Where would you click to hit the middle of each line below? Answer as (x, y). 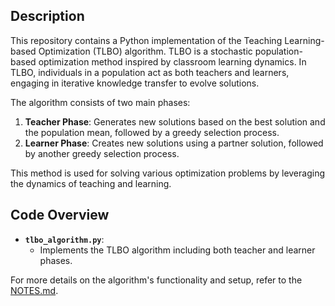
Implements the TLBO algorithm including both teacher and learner (177, 250)
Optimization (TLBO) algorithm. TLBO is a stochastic (145, 51)
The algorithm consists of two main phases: (100, 102)
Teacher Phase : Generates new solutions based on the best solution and (175, 121)
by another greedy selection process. (102, 153)
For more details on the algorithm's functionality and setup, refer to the (156, 280)
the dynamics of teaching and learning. (91, 183)
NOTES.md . (34, 290)
